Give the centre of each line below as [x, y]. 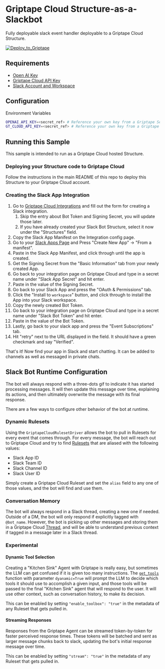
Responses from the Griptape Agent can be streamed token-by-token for [79, 631]
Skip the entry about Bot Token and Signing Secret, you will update [87, 216]
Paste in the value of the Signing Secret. [53, 284]
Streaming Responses [29, 620]
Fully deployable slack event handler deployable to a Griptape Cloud [74, 33]
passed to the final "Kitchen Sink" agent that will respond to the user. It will [81, 589]
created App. [26, 269]
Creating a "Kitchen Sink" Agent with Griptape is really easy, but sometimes [82, 568]
